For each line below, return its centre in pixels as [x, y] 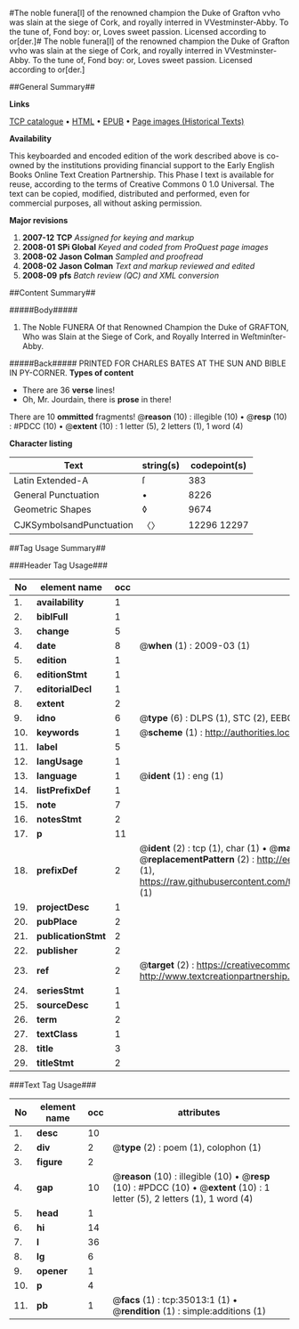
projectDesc [63, 907]
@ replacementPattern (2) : [197, 859]
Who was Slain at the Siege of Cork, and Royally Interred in [130, 336]
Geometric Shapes [53, 509]
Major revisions [39, 220]
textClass [57, 1034]
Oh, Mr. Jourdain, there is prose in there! [97, 399]
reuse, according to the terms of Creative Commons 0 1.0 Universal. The [142, 184]
